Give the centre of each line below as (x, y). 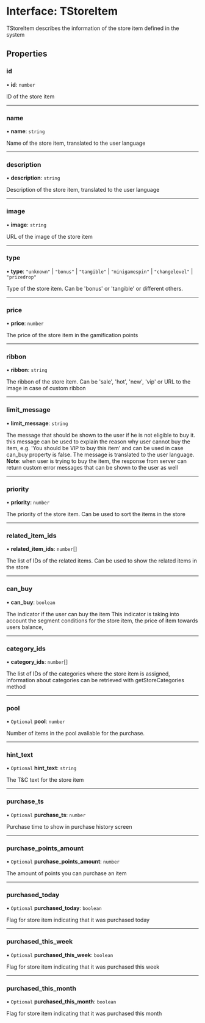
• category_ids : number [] (37, 661)
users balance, (25, 627)
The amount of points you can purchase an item (67, 873)
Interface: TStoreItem (62, 11)
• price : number (25, 323)
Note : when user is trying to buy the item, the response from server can (97, 461)
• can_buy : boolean (31, 602)
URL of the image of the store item (50, 236)
